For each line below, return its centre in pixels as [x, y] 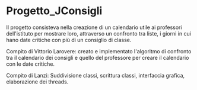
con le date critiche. [31, 64]
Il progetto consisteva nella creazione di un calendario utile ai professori [94, 27]
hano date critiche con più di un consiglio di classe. [69, 40]
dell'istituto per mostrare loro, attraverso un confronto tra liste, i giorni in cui [99, 33]
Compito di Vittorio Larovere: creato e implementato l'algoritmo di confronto [99, 51]
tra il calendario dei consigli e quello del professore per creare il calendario [98, 57]
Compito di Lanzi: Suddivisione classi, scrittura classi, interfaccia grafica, [96, 75]
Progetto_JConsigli [54, 11]
